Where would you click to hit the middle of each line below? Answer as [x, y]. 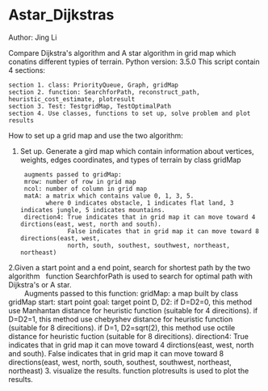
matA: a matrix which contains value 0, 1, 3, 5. [109, 196]
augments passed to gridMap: [73, 174]
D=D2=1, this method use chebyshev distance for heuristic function [121, 319]
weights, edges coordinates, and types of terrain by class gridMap [130, 159]
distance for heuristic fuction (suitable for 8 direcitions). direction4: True [128, 336]
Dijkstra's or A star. [40, 284]
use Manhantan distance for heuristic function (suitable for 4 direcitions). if [133, 310]
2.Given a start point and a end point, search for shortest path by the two [130, 267]
